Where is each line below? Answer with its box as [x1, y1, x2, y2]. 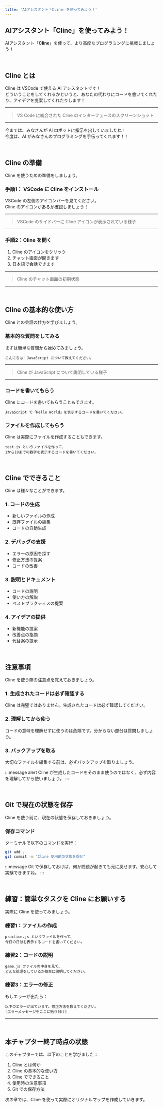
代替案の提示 [12, 638, 38, 644]
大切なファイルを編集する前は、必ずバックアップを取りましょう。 [5, 759, 137, 765]
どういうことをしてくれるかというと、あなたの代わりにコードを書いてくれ [5, 91, 153, 98]
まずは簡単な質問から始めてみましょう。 [5, 345, 86, 351]
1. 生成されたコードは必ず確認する [5, 691, 85, 697]
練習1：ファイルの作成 [5, 922, 57, 929]
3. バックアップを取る [5, 747, 56, 754]
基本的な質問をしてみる [5, 333, 60, 339]
